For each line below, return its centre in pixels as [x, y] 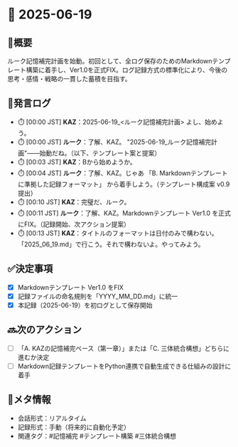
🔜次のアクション [44, 330]
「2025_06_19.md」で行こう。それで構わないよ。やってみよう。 [111, 244]
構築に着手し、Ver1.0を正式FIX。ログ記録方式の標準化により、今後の [127, 70]
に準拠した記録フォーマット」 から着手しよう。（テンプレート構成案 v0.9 [124, 184]
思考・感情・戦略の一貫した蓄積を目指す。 [69, 79]
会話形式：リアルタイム [52, 418]
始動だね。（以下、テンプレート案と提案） [100, 153]
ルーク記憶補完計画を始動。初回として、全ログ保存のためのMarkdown [110, 61]
